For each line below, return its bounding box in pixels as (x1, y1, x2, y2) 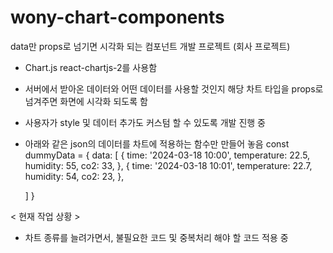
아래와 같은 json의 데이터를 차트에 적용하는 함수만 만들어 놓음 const (24, 137, 290, 150)
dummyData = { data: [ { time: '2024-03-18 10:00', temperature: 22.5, (24, 149, 311, 161)
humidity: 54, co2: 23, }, (24, 170, 125, 182)
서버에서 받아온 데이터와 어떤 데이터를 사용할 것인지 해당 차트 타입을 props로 (24, 82, 324, 95)
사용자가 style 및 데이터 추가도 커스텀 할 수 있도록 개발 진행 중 (24, 116, 266, 128)
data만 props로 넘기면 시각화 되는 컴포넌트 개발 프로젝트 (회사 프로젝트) (10, 40, 291, 52)
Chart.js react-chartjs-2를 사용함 (24, 61, 158, 73)
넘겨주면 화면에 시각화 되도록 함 (24, 95, 148, 107)
